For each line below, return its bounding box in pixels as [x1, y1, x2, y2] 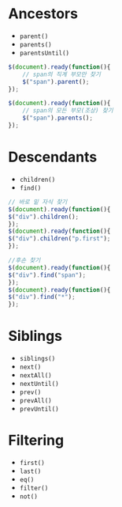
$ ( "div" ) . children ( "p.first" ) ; [8, 235, 111, 243]
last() [19, 467, 42, 475]
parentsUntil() [19, 49, 70, 57]
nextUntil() [19, 380, 59, 388]
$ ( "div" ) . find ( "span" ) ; [8, 271, 87, 279]
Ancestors [8, 5, 79, 23]
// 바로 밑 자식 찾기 [8, 198, 68, 206]
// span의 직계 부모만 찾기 [22, 70, 101, 78]
